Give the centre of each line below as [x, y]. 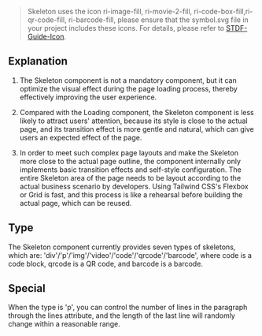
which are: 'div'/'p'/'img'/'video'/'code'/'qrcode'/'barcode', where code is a [130, 255]
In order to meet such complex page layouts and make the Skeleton [129, 152]
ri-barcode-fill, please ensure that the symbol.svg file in [159, 20]
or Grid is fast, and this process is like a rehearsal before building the [131, 194]
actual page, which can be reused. [76, 203]
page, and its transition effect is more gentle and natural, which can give [137, 129]
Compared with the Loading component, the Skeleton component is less [137, 112]
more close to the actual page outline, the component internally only [130, 161]
